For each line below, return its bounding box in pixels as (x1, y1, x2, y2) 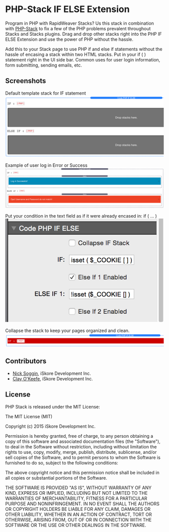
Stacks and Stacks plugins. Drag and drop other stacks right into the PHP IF (5, 31, 162, 37)
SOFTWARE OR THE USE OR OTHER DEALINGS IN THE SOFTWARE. (5, 522, 146, 528)
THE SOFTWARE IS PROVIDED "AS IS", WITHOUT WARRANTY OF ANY (5, 485, 152, 491)
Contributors (5, 357, 47, 366)
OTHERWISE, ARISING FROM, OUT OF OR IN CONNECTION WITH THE (5, 516, 152, 522)
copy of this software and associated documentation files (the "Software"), (5, 438, 161, 444)
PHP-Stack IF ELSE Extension (5, 4, 130, 15)
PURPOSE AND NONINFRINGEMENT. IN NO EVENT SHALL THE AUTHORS (5, 500, 160, 507)
